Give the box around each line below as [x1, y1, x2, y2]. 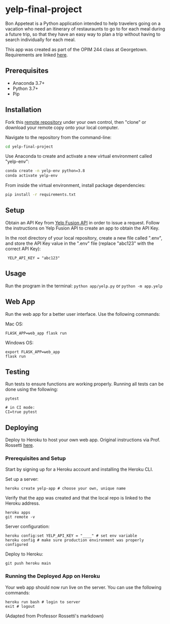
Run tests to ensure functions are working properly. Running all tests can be [5, 381, 164, 387]
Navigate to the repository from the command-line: [5, 134, 112, 140]
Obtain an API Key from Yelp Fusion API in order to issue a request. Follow [5, 219, 160, 225]
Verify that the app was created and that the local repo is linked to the [5, 495, 151, 501]
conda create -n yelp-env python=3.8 [5, 169, 85, 174]
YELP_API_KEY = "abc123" [7, 255, 60, 260]
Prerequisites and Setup [5, 455, 66, 462]
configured [5, 542, 28, 547]
